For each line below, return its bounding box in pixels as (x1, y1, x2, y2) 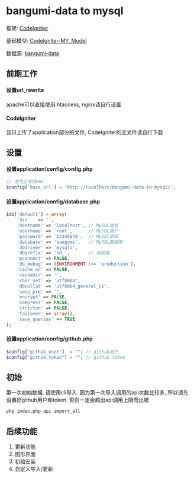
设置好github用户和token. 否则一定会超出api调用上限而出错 (6, 396, 150, 404)
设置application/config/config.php (6, 165, 93, 173)
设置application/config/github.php (6, 335, 93, 342)
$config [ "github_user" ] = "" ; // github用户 (6, 349, 119, 355)
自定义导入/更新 (14, 466, 53, 473)
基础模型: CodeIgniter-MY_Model (6, 37, 87, 44)
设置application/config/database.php (6, 197, 101, 205)
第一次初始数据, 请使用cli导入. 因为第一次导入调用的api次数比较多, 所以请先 (6, 389, 189, 396)
